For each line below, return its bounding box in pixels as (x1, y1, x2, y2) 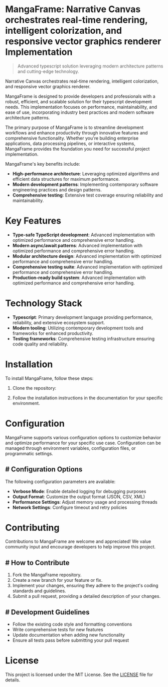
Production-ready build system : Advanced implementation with (12, 274, 146, 281)
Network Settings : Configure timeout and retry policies (12, 504, 127, 510)
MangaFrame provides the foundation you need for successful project (5, 146, 150, 152)
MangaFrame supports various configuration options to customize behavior (5, 434, 161, 440)
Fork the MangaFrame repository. (12, 572, 82, 578)
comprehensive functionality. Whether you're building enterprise (5, 135, 139, 141)
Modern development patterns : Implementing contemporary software (12, 181, 158, 187)
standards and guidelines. (12, 588, 66, 594)
